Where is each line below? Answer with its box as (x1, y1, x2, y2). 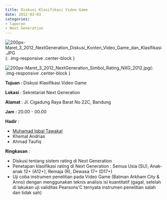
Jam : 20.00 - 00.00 (5, 109, 47, 115)
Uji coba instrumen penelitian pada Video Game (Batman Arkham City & (12, 174, 160, 180)
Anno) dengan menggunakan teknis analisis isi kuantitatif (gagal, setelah (12, 179, 161, 185)
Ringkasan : (5, 148, 30, 154)
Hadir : (5, 118, 19, 124)
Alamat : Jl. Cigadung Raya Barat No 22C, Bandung (5, 99, 111, 105)
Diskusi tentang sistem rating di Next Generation (12, 158, 112, 164)
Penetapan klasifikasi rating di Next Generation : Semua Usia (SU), (12, 163, 149, 169)
